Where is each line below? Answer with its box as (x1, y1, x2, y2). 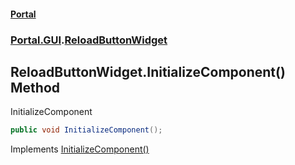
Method (10, 79, 61, 96)
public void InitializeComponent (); (10, 125, 163, 135)
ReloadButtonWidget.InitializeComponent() (10, 63, 286, 80)
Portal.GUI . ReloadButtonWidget (10, 33, 168, 47)
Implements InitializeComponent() (10, 143, 150, 155)
